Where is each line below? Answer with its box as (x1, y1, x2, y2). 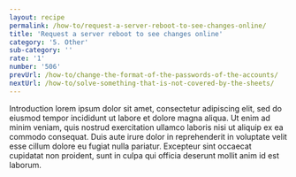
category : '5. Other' (9, 37, 89, 47)
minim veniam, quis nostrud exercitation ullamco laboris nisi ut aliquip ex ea (9, 121, 285, 133)
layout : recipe (9, 12, 65, 22)
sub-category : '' (9, 46, 73, 55)
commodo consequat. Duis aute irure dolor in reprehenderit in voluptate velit (9, 131, 287, 142)
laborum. (9, 159, 42, 170)
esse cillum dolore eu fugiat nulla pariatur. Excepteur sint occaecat (9, 141, 252, 151)
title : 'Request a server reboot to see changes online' (9, 29, 224, 38)
